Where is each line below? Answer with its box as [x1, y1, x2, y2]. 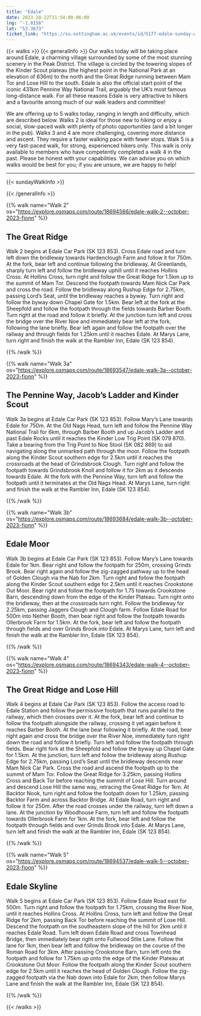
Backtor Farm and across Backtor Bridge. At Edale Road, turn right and [6, 796, 181, 804]
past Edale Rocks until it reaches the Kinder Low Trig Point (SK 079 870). [6, 434, 186, 441]
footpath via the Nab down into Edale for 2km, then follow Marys [26, 974, 185, 981]
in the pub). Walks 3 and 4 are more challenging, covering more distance [6, 130, 185, 137]
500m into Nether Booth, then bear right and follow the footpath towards [6, 612, 185, 620]
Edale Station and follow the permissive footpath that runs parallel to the [6, 707, 184, 714]
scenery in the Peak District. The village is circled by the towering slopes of [6, 61, 192, 68]
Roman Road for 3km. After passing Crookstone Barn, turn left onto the [6, 948, 181, 955]
